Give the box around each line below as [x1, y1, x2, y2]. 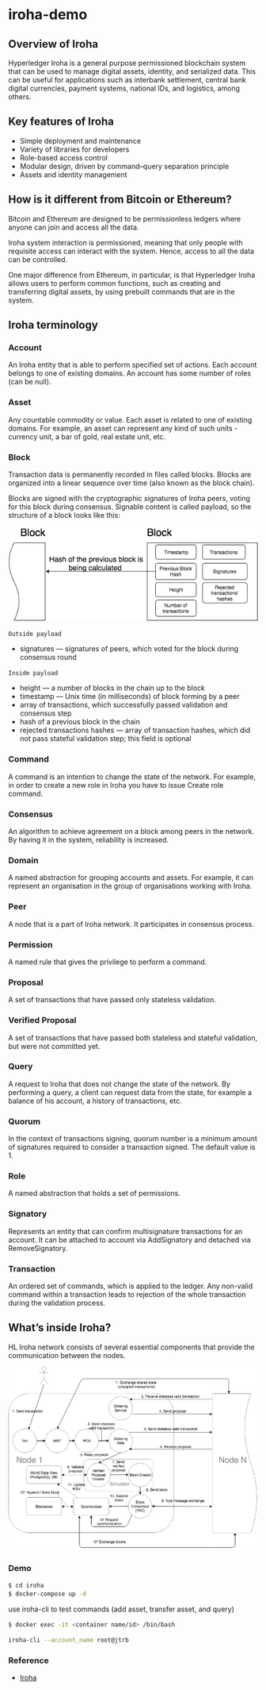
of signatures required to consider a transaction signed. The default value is [8, 1142, 256, 1152]
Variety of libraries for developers [19, 145, 130, 154]
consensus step [19, 708, 72, 718]
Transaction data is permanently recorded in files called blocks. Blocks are [8, 469, 252, 479]
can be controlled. [8, 254, 68, 264]
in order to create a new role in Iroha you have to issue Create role [8, 780, 224, 789]
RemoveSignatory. [8, 1243, 68, 1252]
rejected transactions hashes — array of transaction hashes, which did [19, 725, 251, 735]
